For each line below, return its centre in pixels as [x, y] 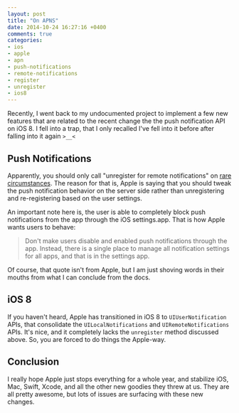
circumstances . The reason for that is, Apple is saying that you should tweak [119, 183]
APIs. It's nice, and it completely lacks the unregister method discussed [113, 332]
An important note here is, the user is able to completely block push [107, 212]
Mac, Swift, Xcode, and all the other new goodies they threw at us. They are [118, 386]
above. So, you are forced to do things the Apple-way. [86, 339]
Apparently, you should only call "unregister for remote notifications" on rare [119, 176]
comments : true [30, 34]
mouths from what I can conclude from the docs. [79, 277]
